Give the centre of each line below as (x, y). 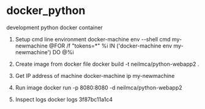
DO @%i (63, 52)
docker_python (46, 11)
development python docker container (54, 27)
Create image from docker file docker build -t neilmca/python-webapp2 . (107, 64)
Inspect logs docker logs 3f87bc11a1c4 (64, 99)
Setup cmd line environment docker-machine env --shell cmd (93, 39)
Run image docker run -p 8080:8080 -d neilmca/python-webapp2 (99, 87)
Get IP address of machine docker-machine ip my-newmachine (95, 76)
